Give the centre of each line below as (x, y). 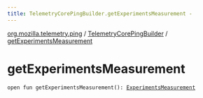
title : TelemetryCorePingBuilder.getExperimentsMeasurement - (100, 14)
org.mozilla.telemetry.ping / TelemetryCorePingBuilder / (87, 33)
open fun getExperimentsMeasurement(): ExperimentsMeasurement (101, 88)
